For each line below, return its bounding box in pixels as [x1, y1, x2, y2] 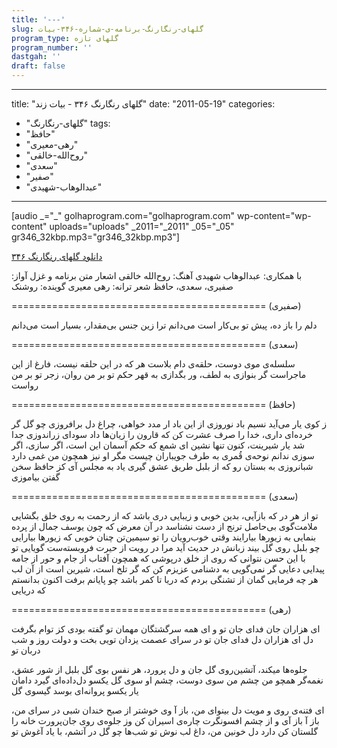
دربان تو [11, 644, 41, 656]
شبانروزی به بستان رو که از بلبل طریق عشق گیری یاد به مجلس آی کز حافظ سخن [11, 461, 314, 472]
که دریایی [11, 584, 46, 596]
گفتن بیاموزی [11, 471, 61, 483]
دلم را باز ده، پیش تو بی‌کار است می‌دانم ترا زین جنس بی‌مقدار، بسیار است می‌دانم [11, 319, 318, 331]
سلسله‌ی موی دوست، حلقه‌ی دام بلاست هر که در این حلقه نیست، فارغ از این [11, 358, 296, 370]
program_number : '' [11, 42, 93, 53]
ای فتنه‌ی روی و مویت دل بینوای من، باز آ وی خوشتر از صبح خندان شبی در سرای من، [11, 704, 325, 716]
